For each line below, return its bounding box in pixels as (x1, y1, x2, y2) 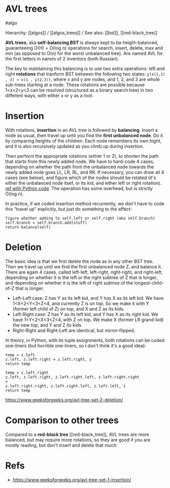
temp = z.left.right (5, 370, 49, 375)
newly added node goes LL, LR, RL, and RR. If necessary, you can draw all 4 (5, 169, 164, 175)
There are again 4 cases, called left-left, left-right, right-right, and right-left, (5, 269, 163, 275)
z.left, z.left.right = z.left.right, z (5, 357, 92, 362)
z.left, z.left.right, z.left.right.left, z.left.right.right (5, 374, 140, 379)
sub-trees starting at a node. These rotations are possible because (5, 82, 145, 88)
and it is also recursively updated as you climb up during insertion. (5, 143, 144, 149)
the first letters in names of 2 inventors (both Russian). (5, 55, 119, 61)
